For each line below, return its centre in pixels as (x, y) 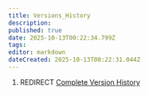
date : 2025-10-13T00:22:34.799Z (62, 38)
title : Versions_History (49, 15)
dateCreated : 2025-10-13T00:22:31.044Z (74, 60)
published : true (35, 30)
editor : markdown (37, 52)
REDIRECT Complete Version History (80, 82)
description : (30, 23)
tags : (17, 45)
